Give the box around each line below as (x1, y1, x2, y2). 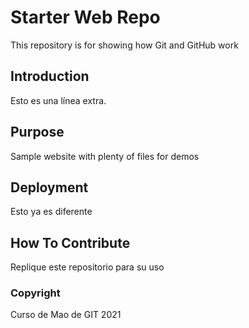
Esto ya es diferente (10, 206, 93, 218)
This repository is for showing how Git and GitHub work (10, 39, 239, 51)
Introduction (10, 68, 90, 85)
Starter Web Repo (10, 6, 161, 29)
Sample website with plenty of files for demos (10, 150, 200, 162)
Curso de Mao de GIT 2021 (10, 309, 122, 321)
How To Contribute (10, 234, 131, 251)
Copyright (10, 286, 61, 300)
